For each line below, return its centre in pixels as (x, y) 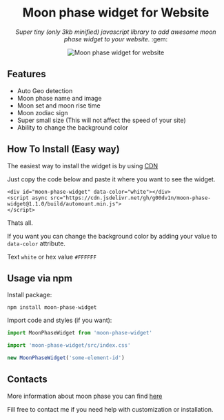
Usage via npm (40, 278)
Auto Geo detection (45, 90)
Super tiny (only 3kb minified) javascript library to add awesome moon (116, 32)
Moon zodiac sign (42, 112)
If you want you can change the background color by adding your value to (112, 236)
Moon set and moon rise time (59, 106)
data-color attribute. (36, 243)
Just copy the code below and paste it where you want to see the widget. (111, 179)
